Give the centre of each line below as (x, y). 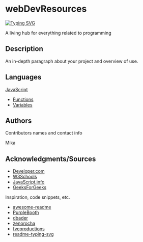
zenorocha (24, 223)
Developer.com (28, 171)
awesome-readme (32, 207)
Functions (23, 99)
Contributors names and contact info (44, 133)
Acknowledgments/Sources (51, 159)
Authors (19, 120)
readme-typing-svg (33, 234)
